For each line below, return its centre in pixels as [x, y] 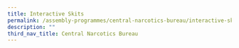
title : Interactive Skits [46, 14]
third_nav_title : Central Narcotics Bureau [73, 34]
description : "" [31, 27]
